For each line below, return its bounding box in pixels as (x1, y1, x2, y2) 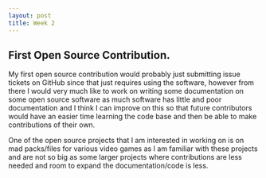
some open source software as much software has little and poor (8, 95, 222, 104)
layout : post (8, 11, 52, 20)
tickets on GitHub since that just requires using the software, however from (8, 78, 255, 87)
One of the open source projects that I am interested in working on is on (8, 136, 244, 145)
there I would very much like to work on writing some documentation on (8, 87, 244, 96)
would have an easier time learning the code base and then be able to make (8, 112, 257, 122)
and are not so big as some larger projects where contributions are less (8, 153, 243, 162)
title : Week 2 (8, 19, 56, 27)
